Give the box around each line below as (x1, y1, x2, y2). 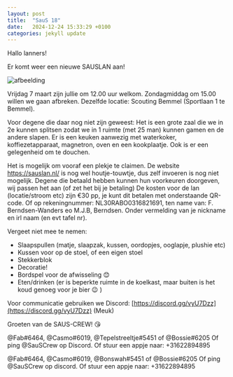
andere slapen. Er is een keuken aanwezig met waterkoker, (7, 133, 177, 142)
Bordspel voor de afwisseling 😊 (17, 270, 110, 279)
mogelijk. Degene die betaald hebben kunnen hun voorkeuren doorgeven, (7, 177, 220, 185)
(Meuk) (93, 306, 114, 315)
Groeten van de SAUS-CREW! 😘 (7, 320, 101, 329)
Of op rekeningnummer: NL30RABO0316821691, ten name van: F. (25, 199, 213, 207)
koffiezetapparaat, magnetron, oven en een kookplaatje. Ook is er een (7, 141, 209, 149)
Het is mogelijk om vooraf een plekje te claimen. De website (7, 162, 180, 170)
